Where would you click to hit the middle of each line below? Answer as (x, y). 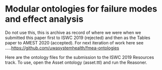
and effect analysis (44, 19)
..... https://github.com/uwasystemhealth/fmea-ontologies (62, 48)
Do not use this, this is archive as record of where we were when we (73, 32)
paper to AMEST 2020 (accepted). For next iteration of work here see (74, 42)
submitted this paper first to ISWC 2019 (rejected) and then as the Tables (78, 38)
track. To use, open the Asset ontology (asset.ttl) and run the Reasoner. (76, 62)
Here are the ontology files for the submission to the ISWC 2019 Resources (80, 57)
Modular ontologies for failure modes (81, 9)
